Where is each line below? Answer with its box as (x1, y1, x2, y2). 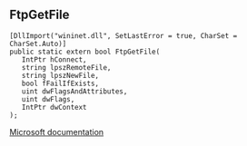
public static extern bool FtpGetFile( (9, 47, 161, 56)
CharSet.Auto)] (9, 39, 67, 48)
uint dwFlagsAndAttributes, (21, 86, 128, 96)
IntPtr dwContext (21, 102, 88, 112)
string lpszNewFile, (21, 71, 100, 80)
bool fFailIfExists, (21, 79, 100, 88)
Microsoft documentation (9, 126, 104, 137)
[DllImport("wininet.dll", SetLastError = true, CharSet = (9, 31, 238, 40)
